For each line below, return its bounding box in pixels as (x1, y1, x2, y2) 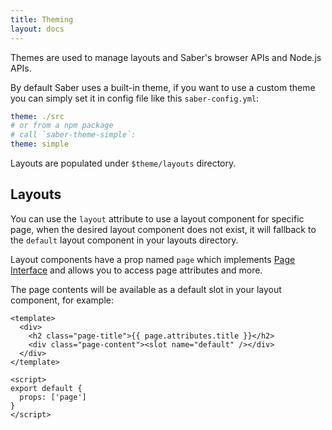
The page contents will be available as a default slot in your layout (10, 283, 282, 295)
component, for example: (10, 294, 115, 306)
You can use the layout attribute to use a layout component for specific (10, 212, 305, 225)
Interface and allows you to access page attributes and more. (10, 264, 263, 276)
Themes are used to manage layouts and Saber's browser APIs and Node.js (10, 51, 322, 63)
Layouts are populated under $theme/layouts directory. (10, 157, 237, 169)
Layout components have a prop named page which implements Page (10, 253, 296, 265)
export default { (10, 383, 83, 393)
